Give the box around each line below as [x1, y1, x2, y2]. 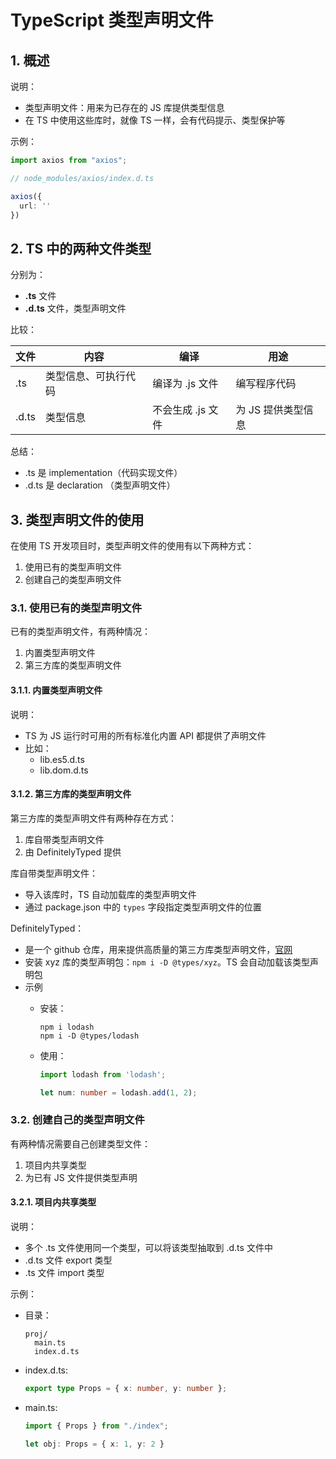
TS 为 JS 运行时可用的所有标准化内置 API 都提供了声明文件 [24, 729, 267, 741]
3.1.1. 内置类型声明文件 [10, 684, 103, 696]
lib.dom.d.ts [39, 764, 89, 776]
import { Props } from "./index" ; [24, 1421, 169, 1431]
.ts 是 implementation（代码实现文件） [24, 467, 183, 479]
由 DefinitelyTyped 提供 [24, 846, 122, 858]
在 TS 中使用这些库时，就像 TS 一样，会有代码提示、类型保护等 [24, 114, 286, 126]
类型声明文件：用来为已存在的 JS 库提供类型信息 [24, 102, 225, 113]
